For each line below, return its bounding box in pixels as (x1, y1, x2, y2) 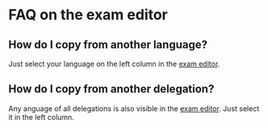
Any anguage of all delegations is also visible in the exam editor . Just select (8, 103, 260, 114)
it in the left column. (8, 112, 74, 122)
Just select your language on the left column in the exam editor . (8, 59, 220, 68)
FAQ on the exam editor (8, 6, 168, 24)
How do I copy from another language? (8, 38, 208, 52)
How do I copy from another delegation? (8, 82, 215, 96)
